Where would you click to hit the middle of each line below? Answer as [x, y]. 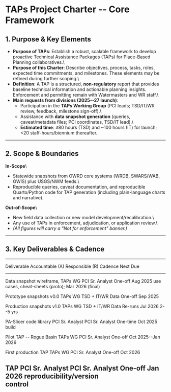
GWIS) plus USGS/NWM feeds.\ [46, 181]
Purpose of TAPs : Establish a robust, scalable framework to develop [84, 51]
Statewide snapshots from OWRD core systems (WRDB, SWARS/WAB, [86, 176]
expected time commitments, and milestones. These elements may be [86, 73]
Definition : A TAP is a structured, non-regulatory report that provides [86, 84]
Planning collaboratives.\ [39, 62]
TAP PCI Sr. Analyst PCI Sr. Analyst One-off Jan [82, 368]
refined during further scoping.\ [46, 78]
